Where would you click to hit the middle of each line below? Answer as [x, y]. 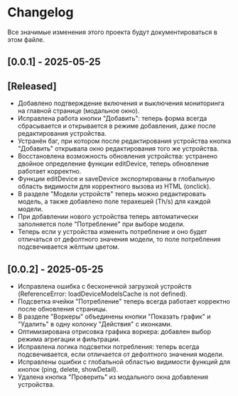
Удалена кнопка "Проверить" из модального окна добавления [113, 377]
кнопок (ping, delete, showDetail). [68, 369]
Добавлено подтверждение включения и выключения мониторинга [121, 103]
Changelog [40, 12]
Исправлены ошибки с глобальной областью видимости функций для [124, 362]
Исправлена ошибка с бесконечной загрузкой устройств [104, 286]
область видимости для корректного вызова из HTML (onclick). [114, 186]
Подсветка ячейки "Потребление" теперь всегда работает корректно [124, 301]
